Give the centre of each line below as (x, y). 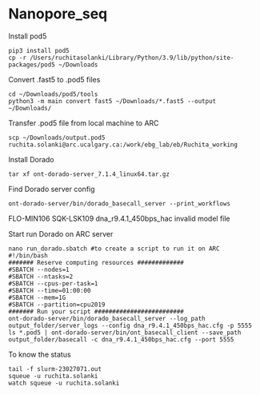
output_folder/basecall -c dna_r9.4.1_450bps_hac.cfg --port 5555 (121, 339)
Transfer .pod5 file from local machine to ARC (84, 123)
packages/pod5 (32, 65)
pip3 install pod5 (39, 50)
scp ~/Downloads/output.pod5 (57, 138)
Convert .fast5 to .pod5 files (54, 79)
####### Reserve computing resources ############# (96, 262)
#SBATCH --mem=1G (37, 297)
